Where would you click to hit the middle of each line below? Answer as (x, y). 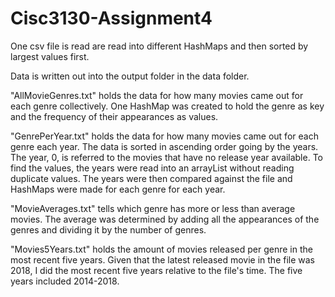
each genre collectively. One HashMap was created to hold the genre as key (167, 106)
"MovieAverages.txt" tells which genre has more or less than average (153, 208)
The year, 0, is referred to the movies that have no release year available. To (166, 157)
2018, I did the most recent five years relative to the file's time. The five (156, 270)
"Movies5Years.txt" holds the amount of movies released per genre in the (161, 249)
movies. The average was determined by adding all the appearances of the (165, 219)
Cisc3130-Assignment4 (111, 18)
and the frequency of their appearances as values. (114, 116)
